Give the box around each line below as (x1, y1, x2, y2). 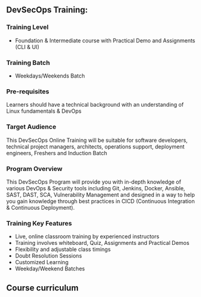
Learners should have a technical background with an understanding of (6, 101, 184, 108)
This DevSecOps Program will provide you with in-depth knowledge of (6, 178, 182, 185)
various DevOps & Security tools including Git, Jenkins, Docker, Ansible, (6, 184, 185, 192)
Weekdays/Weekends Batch (14, 72, 85, 79)
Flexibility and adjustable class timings (14, 245, 111, 253)
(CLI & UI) (14, 43, 39, 50)
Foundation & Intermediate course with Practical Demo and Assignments (14, 36, 196, 44)
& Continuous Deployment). (6, 204, 75, 211)
